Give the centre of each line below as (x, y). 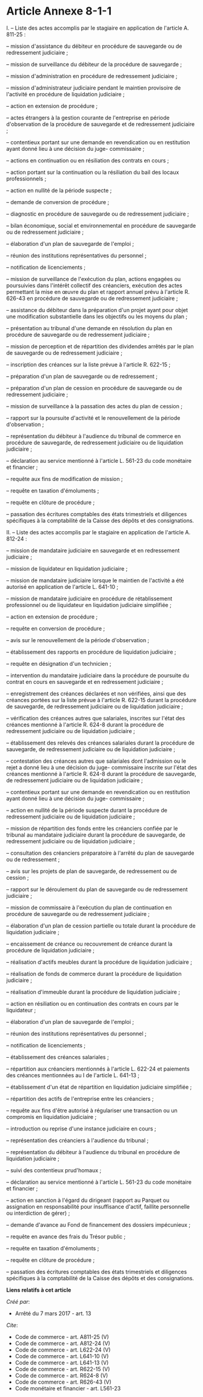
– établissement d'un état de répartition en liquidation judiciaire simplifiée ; (99, 1087)
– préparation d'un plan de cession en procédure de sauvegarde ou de (94, 388)
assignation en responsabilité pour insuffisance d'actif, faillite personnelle (98, 1206)
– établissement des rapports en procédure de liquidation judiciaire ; (91, 652)
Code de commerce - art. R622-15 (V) (62, 1369)
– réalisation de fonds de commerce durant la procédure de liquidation (94, 974)
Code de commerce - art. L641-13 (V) (62, 1362)
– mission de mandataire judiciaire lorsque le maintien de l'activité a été (95, 580)
